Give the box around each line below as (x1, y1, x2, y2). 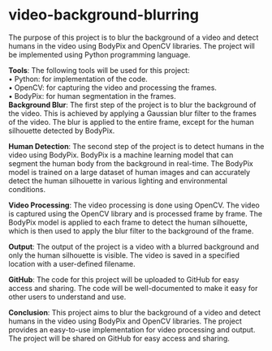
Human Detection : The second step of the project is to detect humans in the (8, 141, 265, 151)
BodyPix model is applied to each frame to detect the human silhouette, (8, 217, 248, 227)
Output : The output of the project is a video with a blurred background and (8, 242, 260, 251)
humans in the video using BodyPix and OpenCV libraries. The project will (8, 41, 256, 50)
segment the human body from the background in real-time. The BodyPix (8, 158, 253, 168)
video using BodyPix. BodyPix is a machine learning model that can (8, 150, 234, 160)
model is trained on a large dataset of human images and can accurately (8, 167, 250, 177)
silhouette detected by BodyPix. (8, 126, 115, 135)
